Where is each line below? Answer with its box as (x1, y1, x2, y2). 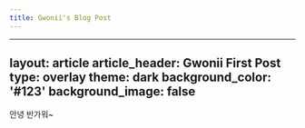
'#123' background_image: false (9, 84, 196, 100)
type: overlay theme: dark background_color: (9, 70, 272, 85)
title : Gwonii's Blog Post (9, 13, 112, 23)
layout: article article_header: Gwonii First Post (9, 55, 281, 71)
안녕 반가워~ (9, 109, 54, 120)
